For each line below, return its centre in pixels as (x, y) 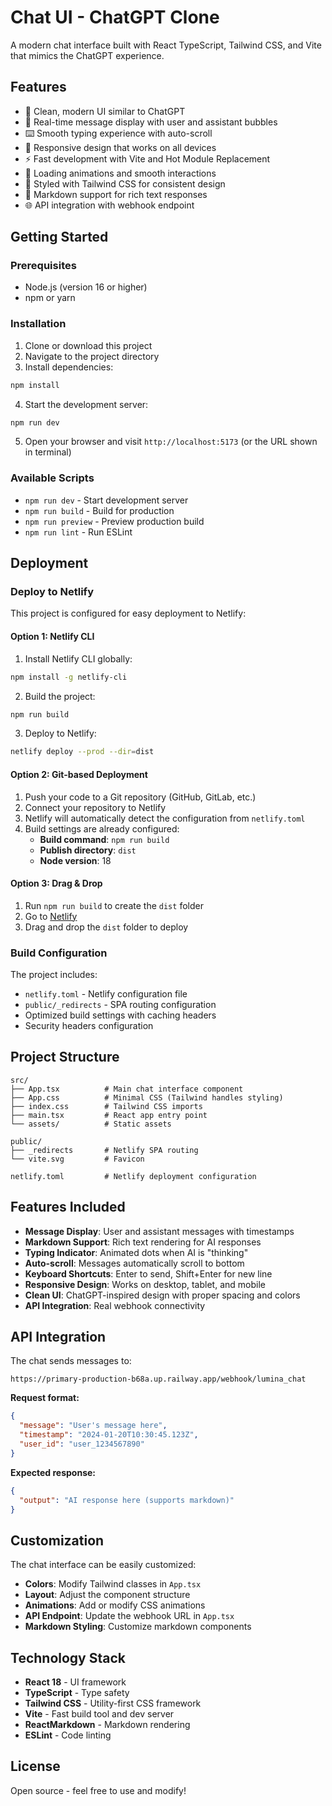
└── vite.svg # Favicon (77, 1159)
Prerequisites (43, 266)
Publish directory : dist (88, 850)
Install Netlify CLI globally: (78, 658)
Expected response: (53, 1472)
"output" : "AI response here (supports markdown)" (127, 1500)
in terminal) (48, 452)
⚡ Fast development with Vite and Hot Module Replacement (147, 158)
